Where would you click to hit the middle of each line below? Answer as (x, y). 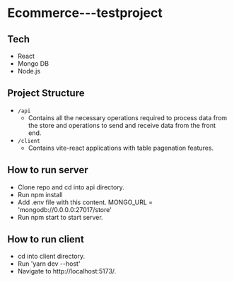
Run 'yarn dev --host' (49, 264)
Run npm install (40, 194)
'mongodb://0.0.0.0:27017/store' (64, 209)
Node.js (29, 71)
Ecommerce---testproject (85, 13)
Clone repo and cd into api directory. (71, 187)
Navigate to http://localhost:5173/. (67, 271)
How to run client (46, 239)
